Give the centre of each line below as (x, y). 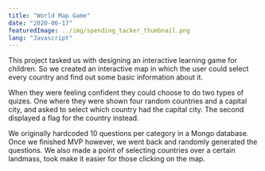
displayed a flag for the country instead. (74, 118)
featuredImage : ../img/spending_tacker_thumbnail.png (99, 30)
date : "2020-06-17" (41, 23)
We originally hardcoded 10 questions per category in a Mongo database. (129, 134)
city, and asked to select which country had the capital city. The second (126, 110)
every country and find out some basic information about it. (106, 77)
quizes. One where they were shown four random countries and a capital (128, 101)
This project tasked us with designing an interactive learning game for (123, 60)
